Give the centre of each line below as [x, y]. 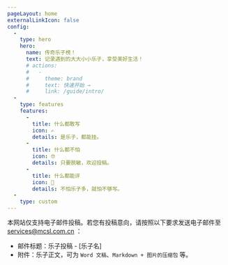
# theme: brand [54, 78]
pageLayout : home [32, 14]
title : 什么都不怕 [56, 150]
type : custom [39, 202]
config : [18, 26]
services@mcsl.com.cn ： [45, 231]
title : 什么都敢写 [56, 124]
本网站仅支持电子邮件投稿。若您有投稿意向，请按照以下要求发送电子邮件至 [114, 222]
